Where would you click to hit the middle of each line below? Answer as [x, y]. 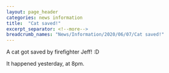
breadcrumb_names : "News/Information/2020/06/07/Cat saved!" [85, 35]
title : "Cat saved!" [34, 23]
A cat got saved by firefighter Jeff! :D [53, 52]
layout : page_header [33, 12]
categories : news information [45, 18]
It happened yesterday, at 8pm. [46, 64]
